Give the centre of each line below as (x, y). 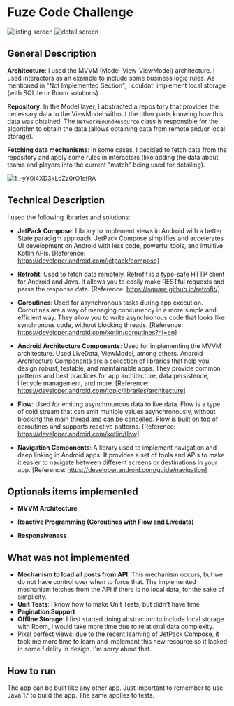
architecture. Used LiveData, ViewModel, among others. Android (110, 353)
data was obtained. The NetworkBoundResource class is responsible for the (113, 121)
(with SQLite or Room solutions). (54, 92)
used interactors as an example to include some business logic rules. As (111, 78)
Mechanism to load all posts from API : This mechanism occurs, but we (120, 574)
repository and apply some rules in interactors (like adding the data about (113, 157)
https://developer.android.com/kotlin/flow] (78, 434)
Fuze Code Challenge (71, 12)
